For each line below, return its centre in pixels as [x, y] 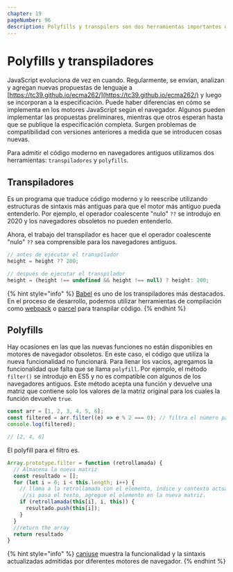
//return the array [42, 527]
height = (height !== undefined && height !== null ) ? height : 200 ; [108, 280]
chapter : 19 [24, 14]
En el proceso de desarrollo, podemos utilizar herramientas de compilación [114, 301]
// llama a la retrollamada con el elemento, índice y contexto [114, 489]
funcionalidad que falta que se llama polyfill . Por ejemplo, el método [107, 369]
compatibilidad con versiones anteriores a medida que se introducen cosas [114, 132]
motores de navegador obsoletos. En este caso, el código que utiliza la [108, 354]
